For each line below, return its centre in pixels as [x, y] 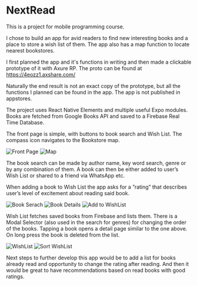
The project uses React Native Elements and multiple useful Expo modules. [97, 110]
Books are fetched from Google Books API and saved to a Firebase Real [93, 116]
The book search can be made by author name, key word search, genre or [96, 163]
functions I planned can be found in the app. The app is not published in [93, 92]
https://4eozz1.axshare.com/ [41, 74]
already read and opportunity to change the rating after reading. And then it [98, 264]
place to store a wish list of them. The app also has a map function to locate [98, 44]
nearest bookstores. [30, 50]
